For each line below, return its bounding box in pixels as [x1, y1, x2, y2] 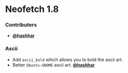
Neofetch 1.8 [5, 3, 59, 15]
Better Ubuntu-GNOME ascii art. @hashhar [12, 61, 95, 68]
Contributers [5, 21, 37, 28]
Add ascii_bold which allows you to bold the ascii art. [12, 56, 123, 62]
